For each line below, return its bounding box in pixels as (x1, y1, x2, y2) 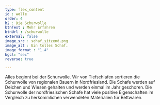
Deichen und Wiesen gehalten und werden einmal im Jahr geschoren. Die (5, 84, 152, 90)
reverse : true (5, 57, 34, 61)
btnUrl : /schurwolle (5, 30, 49, 34)
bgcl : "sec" (5, 52, 29, 57)
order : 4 (5, 16, 23, 21)
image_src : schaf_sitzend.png (5, 39, 68, 44)
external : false (5, 34, 38, 39)
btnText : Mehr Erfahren (5, 25, 55, 30)
